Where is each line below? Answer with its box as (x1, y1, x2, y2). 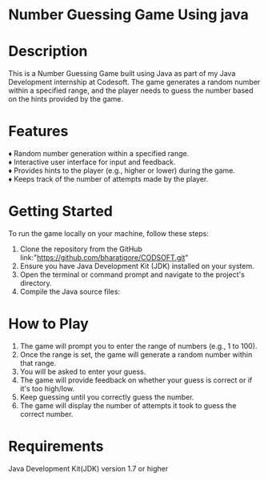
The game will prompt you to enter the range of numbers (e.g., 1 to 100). (19, 341, 258, 351)
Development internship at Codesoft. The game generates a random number (8, 78, 261, 87)
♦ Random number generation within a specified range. (8, 149, 190, 158)
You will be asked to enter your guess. (19, 367, 146, 376)
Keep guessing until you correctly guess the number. (19, 392, 194, 402)
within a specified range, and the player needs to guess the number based (8, 86, 254, 95)
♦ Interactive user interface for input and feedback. (8, 158, 176, 167)
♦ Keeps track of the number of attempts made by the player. (8, 174, 209, 184)
